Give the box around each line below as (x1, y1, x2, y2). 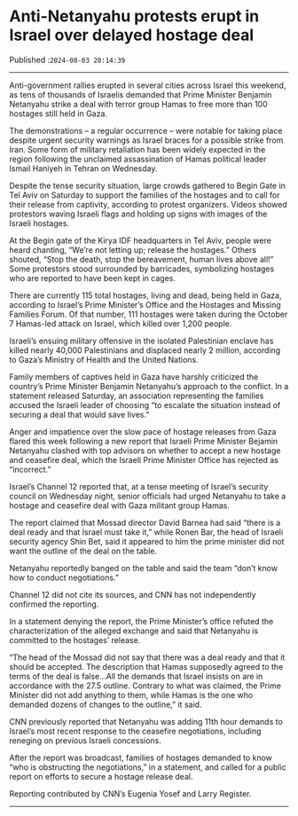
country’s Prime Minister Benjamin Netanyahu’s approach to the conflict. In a (9, 381, 289, 391)
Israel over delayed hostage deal (9, 25, 255, 45)
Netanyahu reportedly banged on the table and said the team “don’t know (9, 562, 278, 573)
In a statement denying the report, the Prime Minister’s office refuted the (9, 616, 274, 626)
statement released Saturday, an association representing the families (9, 390, 264, 401)
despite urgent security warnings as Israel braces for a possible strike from (9, 135, 284, 145)
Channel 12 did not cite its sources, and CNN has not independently (9, 589, 256, 600)
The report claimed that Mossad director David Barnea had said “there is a (9, 517, 281, 528)
